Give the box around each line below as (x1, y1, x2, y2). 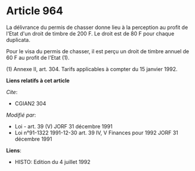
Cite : (6, 88, 18, 95)
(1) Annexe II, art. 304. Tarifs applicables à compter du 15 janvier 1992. (6, 65, 178, 72)
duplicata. (6, 36, 31, 43)
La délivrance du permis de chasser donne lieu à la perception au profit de (6, 24, 188, 31)
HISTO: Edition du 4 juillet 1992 (14, 158, 91, 165)
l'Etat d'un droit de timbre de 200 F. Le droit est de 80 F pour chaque (6, 30, 175, 37)
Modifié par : (6, 111, 37, 118)
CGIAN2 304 (14, 99, 46, 107)
